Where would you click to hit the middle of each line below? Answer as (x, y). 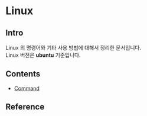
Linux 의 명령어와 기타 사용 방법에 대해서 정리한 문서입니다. (73, 48)
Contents (23, 74)
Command (27, 88)
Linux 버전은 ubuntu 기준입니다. (43, 55)
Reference (25, 107)
